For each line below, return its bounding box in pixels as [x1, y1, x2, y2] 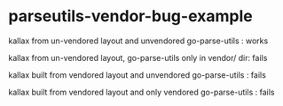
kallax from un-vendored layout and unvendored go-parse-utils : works [8, 35, 269, 46]
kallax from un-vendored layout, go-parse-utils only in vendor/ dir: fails [8, 52, 268, 63]
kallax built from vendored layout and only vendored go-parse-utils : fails [8, 87, 275, 97]
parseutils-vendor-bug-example [8, 6, 254, 26]
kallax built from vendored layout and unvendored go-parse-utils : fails [8, 69, 267, 80]
